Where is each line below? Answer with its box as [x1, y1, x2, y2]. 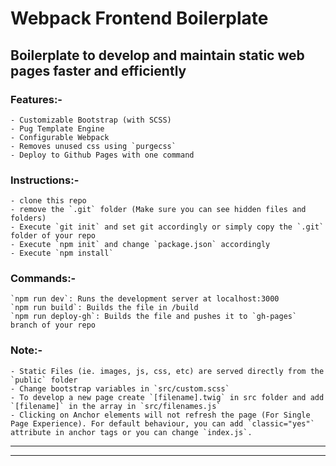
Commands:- [10, 272, 77, 286]
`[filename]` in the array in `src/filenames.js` [10, 401, 222, 411]
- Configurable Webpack [10, 132, 110, 142]
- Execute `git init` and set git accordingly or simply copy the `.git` [10, 222, 325, 232]
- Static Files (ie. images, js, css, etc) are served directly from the [10, 366, 325, 376]
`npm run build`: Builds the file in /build [10, 303, 199, 313]
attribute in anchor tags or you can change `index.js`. [10, 427, 253, 437]
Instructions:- [10, 173, 80, 187]
